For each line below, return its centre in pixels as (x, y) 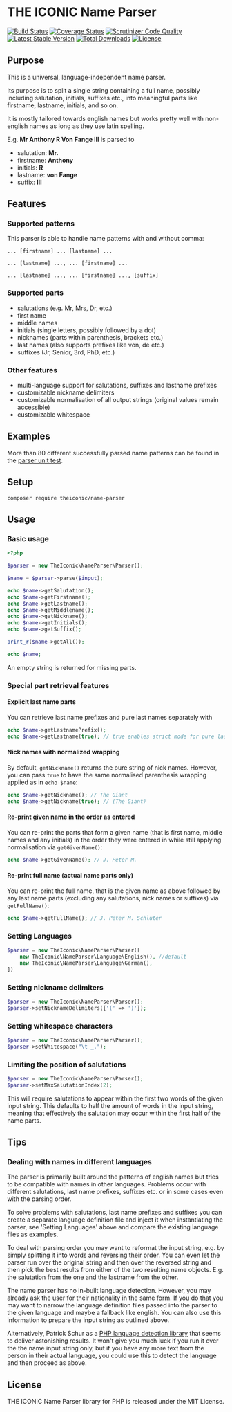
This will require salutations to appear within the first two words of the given (115, 1098)
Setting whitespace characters (60, 1026)
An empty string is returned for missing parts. (72, 667)
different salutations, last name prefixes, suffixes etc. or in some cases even (115, 1192)
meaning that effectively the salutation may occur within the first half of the (114, 1113)
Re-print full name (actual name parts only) (70, 876)
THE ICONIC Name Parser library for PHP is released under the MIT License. (116, 1402)
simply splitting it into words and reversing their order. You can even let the (114, 1255)
